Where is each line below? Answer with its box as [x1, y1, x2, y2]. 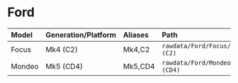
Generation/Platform [45, 30, 117, 40]
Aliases [123, 30, 149, 40]
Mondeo [11, 61, 39, 71]
